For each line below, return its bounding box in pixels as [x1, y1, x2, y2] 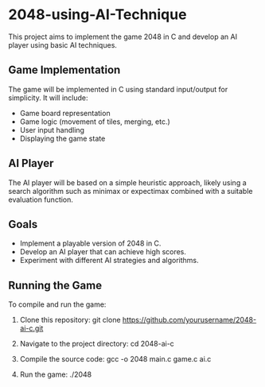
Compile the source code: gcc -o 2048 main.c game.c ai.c [19, 354, 212, 364]
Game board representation [19, 108, 111, 118]
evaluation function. [8, 195, 74, 204]
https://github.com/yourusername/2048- [122, 315, 257, 325]
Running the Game [8, 278, 102, 292]
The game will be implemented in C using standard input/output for [8, 84, 228, 94]
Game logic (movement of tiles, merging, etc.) [19, 117, 171, 126]
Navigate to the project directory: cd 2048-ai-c [19, 339, 175, 349]
